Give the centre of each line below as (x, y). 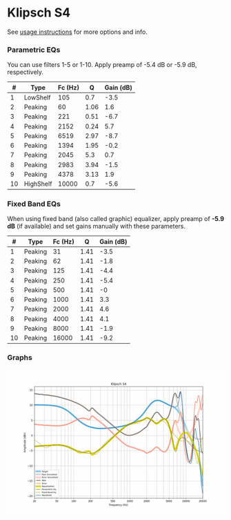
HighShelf (38, 184)
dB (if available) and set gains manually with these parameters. (97, 227)
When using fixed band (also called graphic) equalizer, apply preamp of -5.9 (116, 219)
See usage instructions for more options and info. (78, 32)
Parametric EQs (34, 50)
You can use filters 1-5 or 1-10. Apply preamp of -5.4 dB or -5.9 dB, (102, 65)
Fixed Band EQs (34, 204)
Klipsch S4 (39, 13)
